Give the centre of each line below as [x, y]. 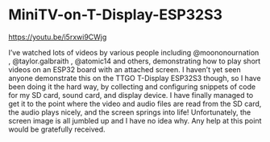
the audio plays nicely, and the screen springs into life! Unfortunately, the [130, 112]
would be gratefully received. [57, 129]
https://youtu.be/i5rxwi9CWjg [58, 37]
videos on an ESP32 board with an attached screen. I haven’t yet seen [125, 69]
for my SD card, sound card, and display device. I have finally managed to [131, 95]
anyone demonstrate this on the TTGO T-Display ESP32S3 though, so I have [135, 78]
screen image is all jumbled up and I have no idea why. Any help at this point [135, 120]
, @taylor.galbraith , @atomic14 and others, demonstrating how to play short [135, 61]
